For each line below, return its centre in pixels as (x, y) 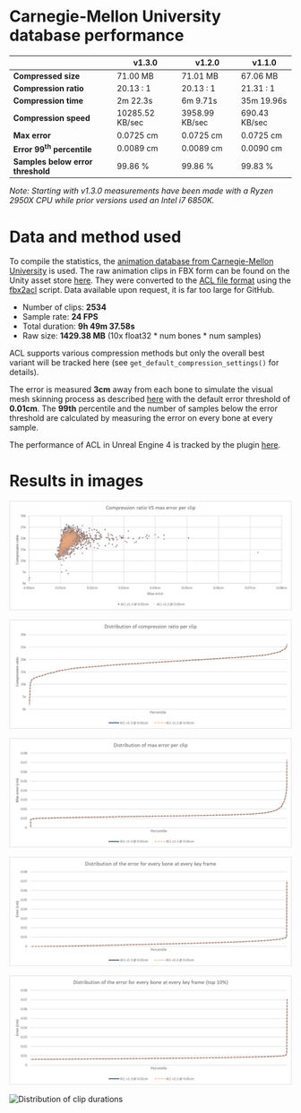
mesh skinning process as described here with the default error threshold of (150, 399)
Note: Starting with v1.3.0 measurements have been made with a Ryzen (141, 191)
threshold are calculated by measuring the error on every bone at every (141, 418)
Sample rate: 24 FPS (60, 317)
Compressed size (47, 76)
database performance (97, 35)
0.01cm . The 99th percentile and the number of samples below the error (143, 408)
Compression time (48, 101)
